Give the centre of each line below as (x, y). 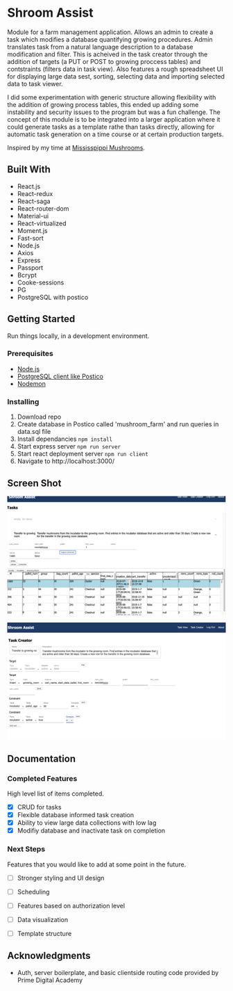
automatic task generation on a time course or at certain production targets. (115, 134)
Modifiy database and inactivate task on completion (91, 831)
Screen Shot (34, 483)
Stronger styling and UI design (61, 878)
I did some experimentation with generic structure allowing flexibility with (112, 97)
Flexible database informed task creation (75, 815)
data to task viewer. (35, 83)
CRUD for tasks (39, 807)
